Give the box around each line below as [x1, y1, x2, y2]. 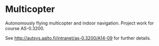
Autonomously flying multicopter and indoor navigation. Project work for [5, 20, 154, 26]
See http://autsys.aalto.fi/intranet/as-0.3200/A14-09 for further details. [5, 35, 151, 41]
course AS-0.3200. [5, 25, 45, 31]
